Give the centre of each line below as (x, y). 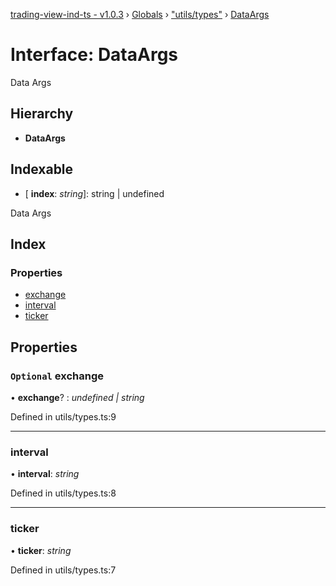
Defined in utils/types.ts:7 (63, 570)
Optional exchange (57, 376)
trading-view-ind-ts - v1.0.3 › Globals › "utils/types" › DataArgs (140, 14)
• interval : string (45, 474)
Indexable (42, 169)
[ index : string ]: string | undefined (94, 193)
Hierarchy (42, 114)
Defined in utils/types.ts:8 (63, 493)
